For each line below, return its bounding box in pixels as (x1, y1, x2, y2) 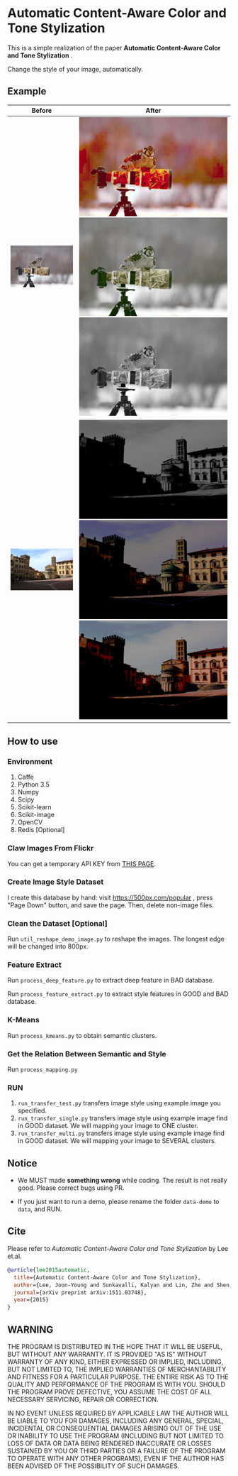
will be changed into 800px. (7, 942, 89, 951)
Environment (7, 756, 53, 766)
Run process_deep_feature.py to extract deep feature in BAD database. (7, 976, 215, 985)
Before (31, 106, 52, 115)
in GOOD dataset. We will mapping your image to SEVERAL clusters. (17, 1137, 217, 1145)
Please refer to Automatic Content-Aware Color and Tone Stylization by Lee (7, 1244, 229, 1252)
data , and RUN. (17, 1205, 62, 1213)
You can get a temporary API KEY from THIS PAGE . (7, 859, 157, 868)
